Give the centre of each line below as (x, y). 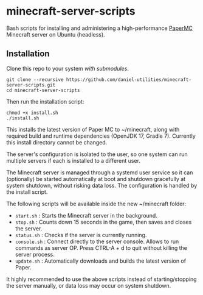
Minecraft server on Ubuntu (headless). (56, 34)
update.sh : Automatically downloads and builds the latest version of (101, 261)
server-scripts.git (31, 85)
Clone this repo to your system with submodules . (68, 68)
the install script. (27, 192)
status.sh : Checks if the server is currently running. (81, 235)
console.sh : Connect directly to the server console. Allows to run (97, 241)
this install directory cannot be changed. (57, 142)
